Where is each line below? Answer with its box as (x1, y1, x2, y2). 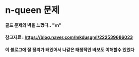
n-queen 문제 (5, 4, 60, 16)
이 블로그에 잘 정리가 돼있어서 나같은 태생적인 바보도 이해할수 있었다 (5, 47, 135, 53)
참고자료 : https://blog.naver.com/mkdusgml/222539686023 (5, 34, 133, 40)
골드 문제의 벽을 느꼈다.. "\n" (5, 22, 62, 28)
